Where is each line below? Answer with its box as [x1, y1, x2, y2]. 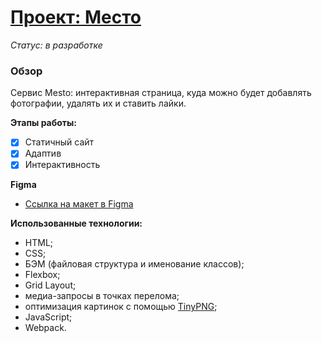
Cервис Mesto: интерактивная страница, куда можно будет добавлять [10, 87, 312, 99]
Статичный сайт [24, 136, 95, 148]
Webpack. [24, 322, 67, 334]
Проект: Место [10, 6, 142, 29]
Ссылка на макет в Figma [24, 198, 134, 210]
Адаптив [24, 147, 62, 160]
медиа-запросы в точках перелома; [24, 290, 180, 302]
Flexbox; [24, 269, 61, 281]
